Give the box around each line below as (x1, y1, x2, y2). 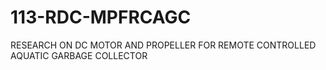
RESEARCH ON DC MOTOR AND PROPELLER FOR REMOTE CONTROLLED (10, 39, 317, 51)
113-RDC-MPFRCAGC (10, 6, 192, 29)
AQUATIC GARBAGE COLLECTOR (10, 49, 148, 61)
